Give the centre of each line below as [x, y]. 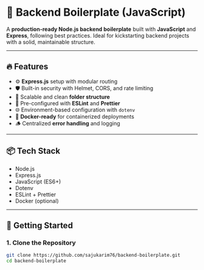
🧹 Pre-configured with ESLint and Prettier [67, 103]
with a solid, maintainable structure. [51, 42]
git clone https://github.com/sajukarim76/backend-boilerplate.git [93, 255]
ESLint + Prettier [36, 194]
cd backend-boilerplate [36, 261]
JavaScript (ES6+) [38, 182]
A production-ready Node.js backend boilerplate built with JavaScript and [101, 29]
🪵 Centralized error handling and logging [67, 123]
